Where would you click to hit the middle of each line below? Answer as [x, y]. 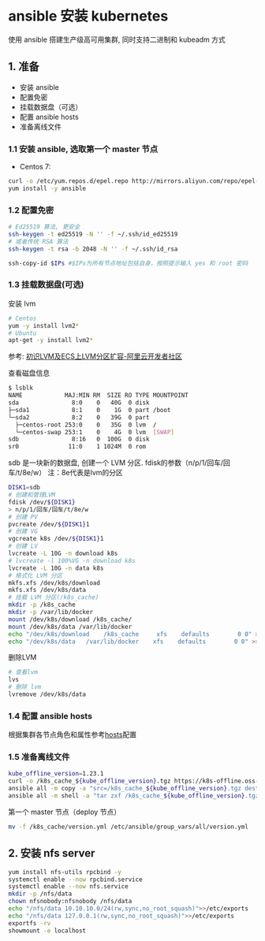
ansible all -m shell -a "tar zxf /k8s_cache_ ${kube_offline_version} [127, 796]
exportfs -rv [30, 923]
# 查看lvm [23, 672]
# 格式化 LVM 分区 [35, 575]
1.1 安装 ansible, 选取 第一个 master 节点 [83, 149]
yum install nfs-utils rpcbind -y [65, 872]
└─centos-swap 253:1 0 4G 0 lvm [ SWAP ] [95, 432]
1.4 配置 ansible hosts [50, 716]
